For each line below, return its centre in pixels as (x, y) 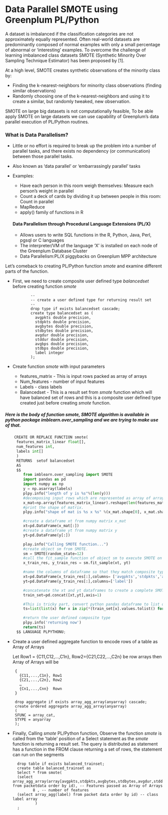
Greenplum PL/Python (52, 20)
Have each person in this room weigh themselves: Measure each (86, 186)
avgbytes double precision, (64, 327)
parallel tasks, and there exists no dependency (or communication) (81, 151)
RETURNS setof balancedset (45, 461)
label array (25, 799)
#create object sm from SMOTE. (56, 549)
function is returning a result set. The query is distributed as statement (85, 744)
